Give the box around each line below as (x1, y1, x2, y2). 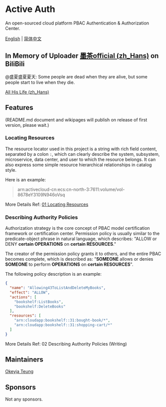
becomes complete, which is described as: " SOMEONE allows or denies (5, 256, 154, 262)
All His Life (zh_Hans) (5, 89, 49, 95)
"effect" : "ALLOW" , (9, 290, 50, 295)
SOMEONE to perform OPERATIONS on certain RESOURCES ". (5, 261, 134, 268)
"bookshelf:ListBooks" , (14, 299, 64, 304)
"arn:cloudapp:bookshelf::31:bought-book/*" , (14, 318, 111, 323)
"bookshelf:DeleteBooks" (14, 304, 66, 309)
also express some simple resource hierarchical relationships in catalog (5, 161, 152, 168)
